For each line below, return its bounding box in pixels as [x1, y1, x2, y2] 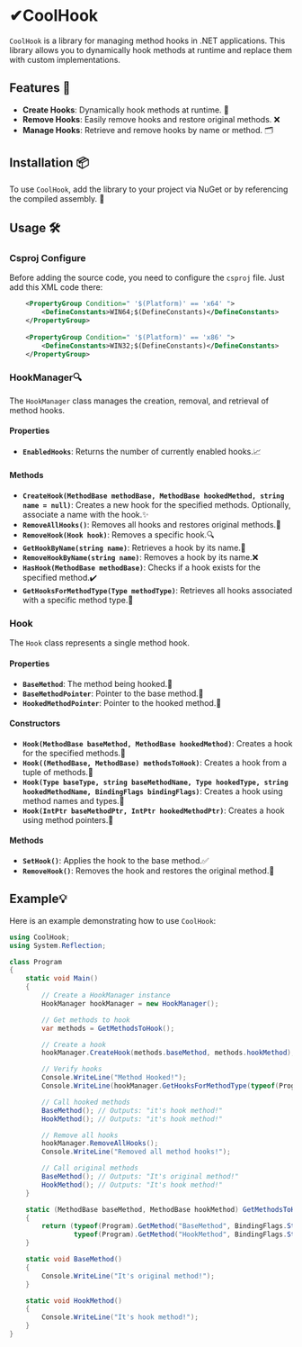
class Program [9, 957, 63, 966]
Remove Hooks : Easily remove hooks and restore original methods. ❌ [22, 113, 280, 124]
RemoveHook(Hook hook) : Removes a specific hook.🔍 [22, 529, 215, 540]
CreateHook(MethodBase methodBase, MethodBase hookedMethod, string [22, 492, 285, 501]
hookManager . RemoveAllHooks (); [41, 1139, 159, 1148]
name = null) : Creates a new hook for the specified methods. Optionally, [22, 500, 291, 511]
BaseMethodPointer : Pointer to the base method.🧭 [22, 688, 204, 699]
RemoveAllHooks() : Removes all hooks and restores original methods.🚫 [22, 520, 281, 530]
